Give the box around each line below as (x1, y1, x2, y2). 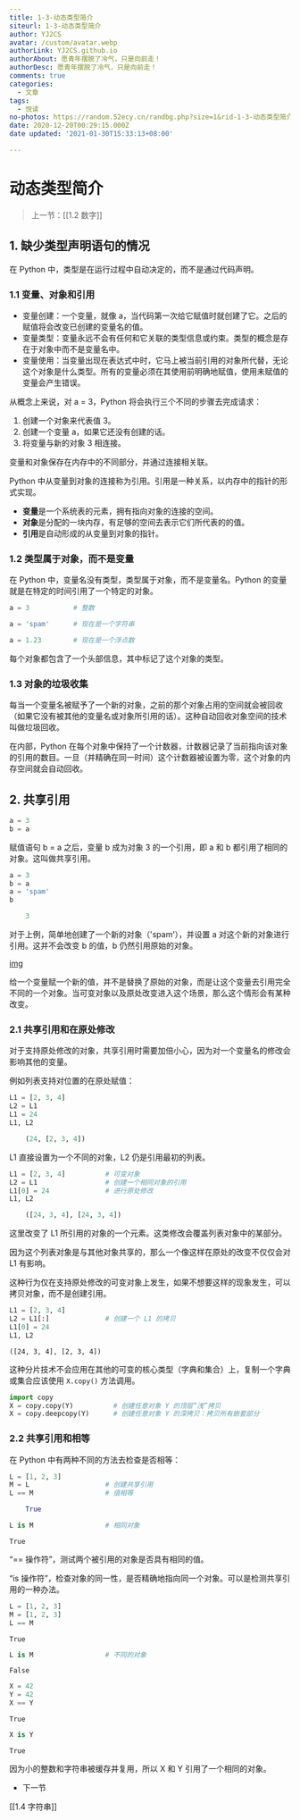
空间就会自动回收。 (16, 763, 87, 774)
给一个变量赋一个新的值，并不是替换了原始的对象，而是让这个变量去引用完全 (9, 977, 291, 987)
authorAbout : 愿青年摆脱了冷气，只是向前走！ (9, 55, 162, 63)
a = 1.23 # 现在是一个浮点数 (9, 635, 136, 644)
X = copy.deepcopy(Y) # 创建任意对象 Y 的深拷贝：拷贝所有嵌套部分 (9, 1409, 260, 1419)
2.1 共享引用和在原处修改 (9, 1024, 115, 1036)
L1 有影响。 (9, 1258, 51, 1269)
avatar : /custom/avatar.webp (9, 38, 118, 47)
